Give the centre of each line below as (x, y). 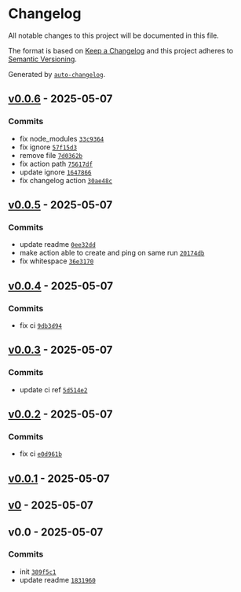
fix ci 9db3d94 (41, 325)
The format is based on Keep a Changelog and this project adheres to (121, 50)
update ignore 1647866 (55, 172)
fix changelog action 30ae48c (66, 180)
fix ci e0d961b (41, 454)
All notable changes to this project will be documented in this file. (114, 35)
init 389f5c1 (38, 572)
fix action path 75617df (56, 164)
